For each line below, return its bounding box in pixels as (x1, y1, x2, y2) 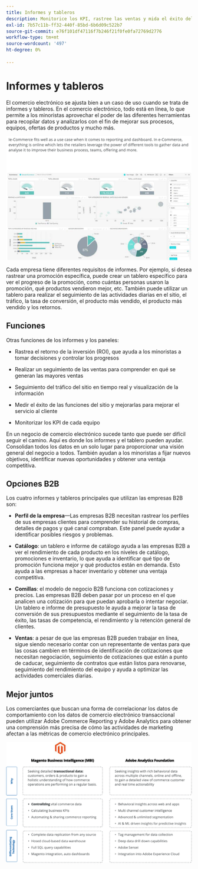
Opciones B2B (6, 479, 60, 489)
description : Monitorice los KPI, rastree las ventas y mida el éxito (6, 15, 183, 22)
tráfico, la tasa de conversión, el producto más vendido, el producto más (6, 297, 183, 304)
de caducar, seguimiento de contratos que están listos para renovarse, (14, 660, 187, 667)
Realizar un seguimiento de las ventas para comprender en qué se (14, 365, 176, 372)
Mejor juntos (6, 689, 54, 699)
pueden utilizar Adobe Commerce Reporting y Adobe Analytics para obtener (6, 718, 192, 725)
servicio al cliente (14, 407, 58, 414)
